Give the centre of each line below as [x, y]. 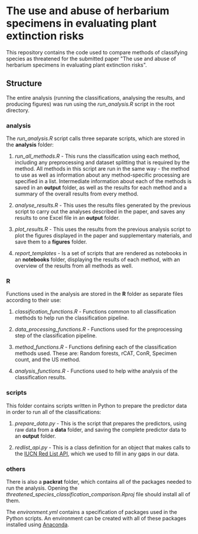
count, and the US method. [48, 360]
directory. [18, 110]
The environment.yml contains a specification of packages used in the [92, 512]
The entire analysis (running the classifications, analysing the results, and [95, 97]
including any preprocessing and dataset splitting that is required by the [102, 162]
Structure [24, 84]
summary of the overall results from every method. [77, 194]
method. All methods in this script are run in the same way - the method [102, 169]
